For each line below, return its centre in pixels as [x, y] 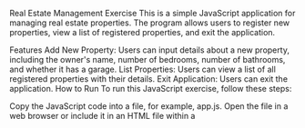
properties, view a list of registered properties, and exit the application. [142, 32]
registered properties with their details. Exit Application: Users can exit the [149, 79]
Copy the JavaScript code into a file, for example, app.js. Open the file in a [149, 106]
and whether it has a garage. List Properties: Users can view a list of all [142, 69]
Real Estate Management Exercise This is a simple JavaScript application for [152, 13]
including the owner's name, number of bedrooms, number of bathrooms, [147, 59]
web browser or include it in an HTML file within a [102, 116]
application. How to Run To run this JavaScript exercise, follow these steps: [151, 89]
